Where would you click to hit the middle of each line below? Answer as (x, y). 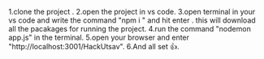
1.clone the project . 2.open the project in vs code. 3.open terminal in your (132, 12)
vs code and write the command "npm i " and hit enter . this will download (132, 20)
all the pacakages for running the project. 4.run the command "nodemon (130, 29)
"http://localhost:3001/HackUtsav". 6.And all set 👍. (94, 46)
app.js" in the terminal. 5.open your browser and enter (99, 37)
